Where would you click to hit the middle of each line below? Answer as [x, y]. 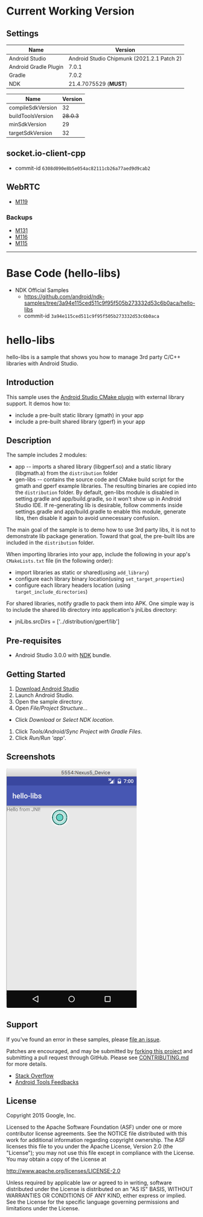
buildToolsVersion [31, 116]
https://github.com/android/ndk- [64, 296]
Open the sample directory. [49, 702]
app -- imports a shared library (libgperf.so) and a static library [93, 467]
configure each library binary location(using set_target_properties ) [100, 579]
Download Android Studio [47, 689]
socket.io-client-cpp [46, 153]
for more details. [27, 1064]
